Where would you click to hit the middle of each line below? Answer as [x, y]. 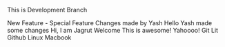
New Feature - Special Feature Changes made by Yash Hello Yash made [110, 23]
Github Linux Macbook [39, 37]
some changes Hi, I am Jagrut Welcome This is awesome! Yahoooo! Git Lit [113, 30]
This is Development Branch [47, 10]
